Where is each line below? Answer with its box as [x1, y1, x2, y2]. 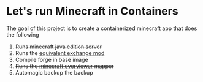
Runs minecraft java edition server [15, 43, 102, 50]
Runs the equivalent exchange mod [15, 49, 105, 56]
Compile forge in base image [15, 56, 88, 63]
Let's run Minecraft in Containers [6, 4, 179, 18]
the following [6, 31, 39, 38]
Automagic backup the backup [15, 69, 93, 76]
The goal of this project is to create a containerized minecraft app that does [6, 24, 197, 32]
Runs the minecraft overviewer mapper [15, 62, 114, 70]
